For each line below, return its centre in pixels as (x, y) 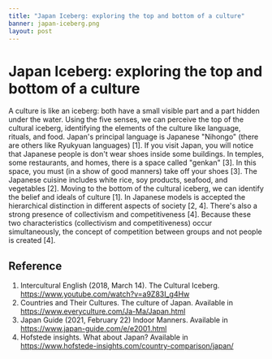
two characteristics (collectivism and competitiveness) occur (110, 223)
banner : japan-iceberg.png (54, 24)
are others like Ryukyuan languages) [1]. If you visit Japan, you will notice (131, 145)
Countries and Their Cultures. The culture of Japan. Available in (127, 303)
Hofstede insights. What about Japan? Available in (104, 337)
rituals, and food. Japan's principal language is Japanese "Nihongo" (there (134, 137)
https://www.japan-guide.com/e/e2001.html (93, 329)
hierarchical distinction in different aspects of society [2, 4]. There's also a (133, 206)
